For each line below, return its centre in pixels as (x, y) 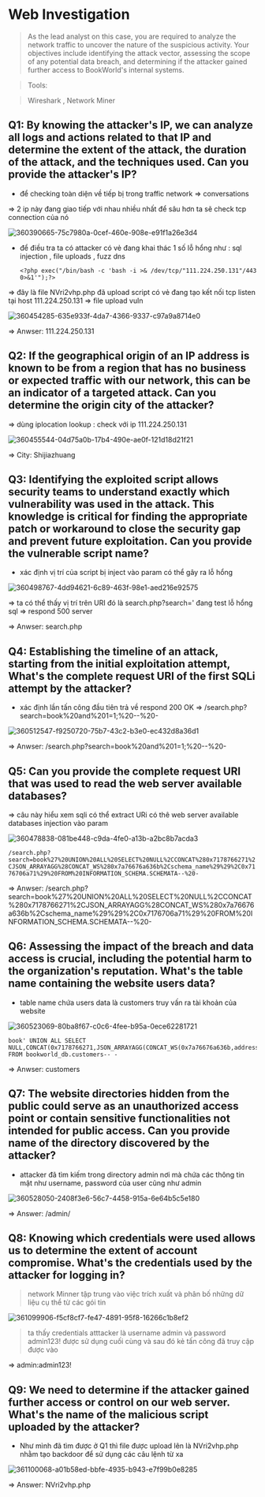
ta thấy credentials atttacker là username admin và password (127, 1333)
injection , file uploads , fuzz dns (73, 256)
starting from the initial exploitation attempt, (119, 664)
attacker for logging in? (67, 1275)
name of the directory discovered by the (109, 1143)
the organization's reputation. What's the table (125, 971)
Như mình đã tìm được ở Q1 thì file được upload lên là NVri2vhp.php (129, 1446)
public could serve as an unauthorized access (123, 1106)
